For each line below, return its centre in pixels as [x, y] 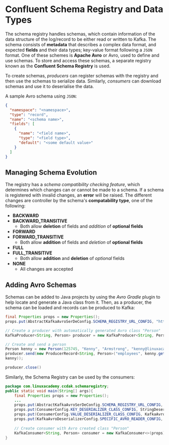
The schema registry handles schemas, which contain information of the [80, 34]
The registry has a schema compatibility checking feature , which [72, 185]
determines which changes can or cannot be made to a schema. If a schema [84, 190]
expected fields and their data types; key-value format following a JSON [79, 50]
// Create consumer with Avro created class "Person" [72, 428]
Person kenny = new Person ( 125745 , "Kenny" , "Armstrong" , [67, 349]
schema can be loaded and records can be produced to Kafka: [70, 308]
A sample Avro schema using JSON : [41, 96]
